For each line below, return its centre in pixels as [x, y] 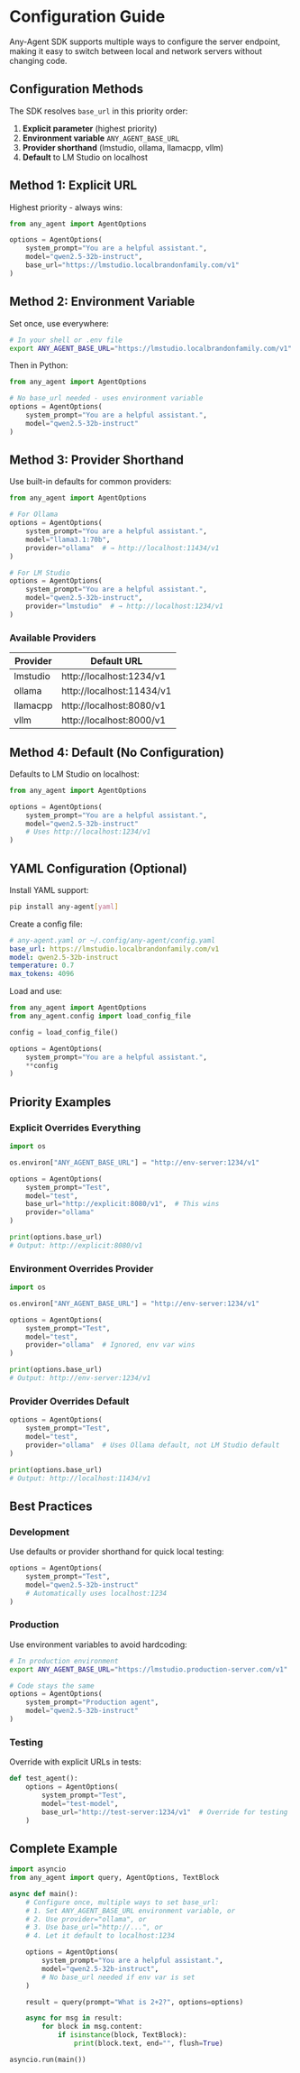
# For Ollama [34, 515]
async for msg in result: [74, 2018]
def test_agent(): [44, 1779]
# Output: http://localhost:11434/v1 [80, 1478]
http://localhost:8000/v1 [114, 721]
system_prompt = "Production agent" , [92, 1702]
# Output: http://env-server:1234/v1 [80, 1378]
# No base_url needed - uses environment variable [106, 399]
